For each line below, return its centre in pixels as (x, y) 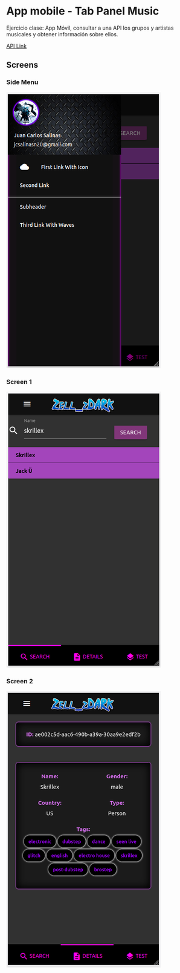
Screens (22, 65)
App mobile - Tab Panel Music (83, 11)
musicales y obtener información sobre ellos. (62, 34)
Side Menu (22, 82)
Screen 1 (19, 382)
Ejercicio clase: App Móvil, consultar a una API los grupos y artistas (90, 28)
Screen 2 (20, 681)
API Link (17, 46)
